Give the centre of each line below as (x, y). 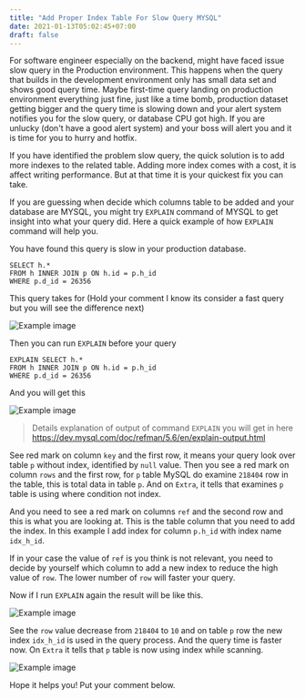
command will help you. (54, 231)
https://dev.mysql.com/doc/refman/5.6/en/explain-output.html (148, 438)
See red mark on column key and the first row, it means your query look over (152, 455)
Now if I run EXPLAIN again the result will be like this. (107, 595)
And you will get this (48, 393)
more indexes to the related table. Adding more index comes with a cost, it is (153, 166)
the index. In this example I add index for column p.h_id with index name (146, 531)
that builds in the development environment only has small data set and (143, 80)
